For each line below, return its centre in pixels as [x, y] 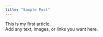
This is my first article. [28, 24]
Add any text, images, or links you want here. [52, 29]
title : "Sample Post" [28, 10]
